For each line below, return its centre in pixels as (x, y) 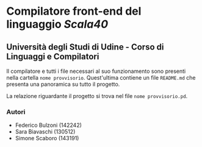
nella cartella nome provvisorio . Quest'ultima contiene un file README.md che (101, 77)
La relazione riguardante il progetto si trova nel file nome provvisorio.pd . (97, 96)
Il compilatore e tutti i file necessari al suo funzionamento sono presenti (96, 71)
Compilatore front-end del (74, 11)
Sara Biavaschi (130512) (45, 132)
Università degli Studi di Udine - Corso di (85, 47)
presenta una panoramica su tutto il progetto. (63, 84)
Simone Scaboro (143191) (47, 138)
